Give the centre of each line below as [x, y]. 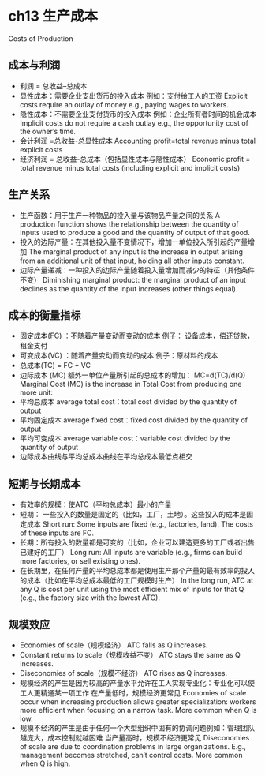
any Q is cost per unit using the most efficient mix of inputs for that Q [132, 590]
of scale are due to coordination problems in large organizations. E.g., [132, 746]
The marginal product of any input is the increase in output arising [136, 251]
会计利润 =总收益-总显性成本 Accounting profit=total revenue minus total [138, 141]
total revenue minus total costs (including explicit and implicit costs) [130, 167]
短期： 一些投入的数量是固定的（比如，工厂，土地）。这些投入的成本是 [133, 515]
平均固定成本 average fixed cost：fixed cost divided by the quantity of [134, 420]
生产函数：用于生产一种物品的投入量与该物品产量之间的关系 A [120, 215]
